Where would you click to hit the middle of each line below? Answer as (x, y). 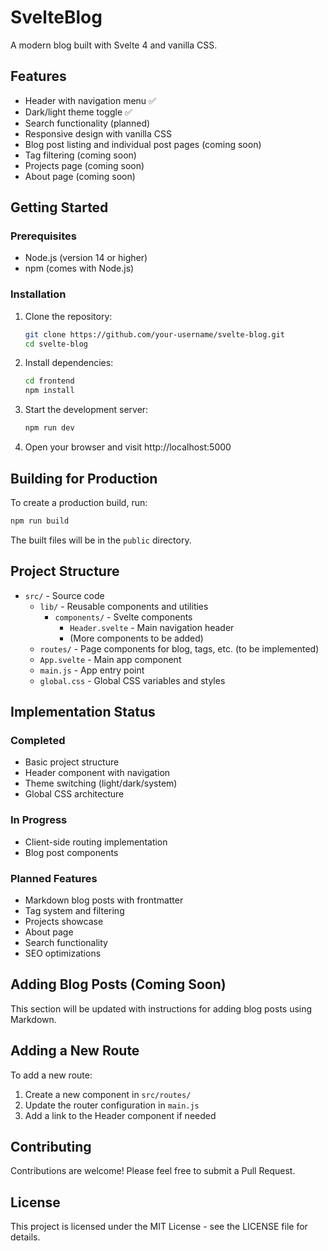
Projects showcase (64, 921)
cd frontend (49, 381)
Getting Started (59, 207)
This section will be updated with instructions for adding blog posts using (161, 1008)
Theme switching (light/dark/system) (101, 783)
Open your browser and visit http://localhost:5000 (128, 447)
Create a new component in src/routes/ (108, 1094)
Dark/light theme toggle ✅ (78, 112)
